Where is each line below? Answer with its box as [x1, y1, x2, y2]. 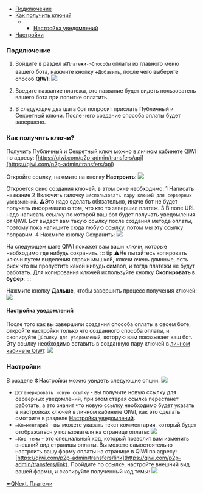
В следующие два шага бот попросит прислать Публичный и [15, 105, 174, 113]
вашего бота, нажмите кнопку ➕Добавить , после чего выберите [15, 68, 179, 76]
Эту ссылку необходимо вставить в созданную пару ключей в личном [6, 339, 190, 347]
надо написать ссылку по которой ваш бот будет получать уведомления [6, 210, 196, 218]
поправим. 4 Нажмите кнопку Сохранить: [6, 231, 115, 238]
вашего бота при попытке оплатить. [15, 94, 109, 101]
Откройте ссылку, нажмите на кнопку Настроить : [6, 173, 137, 180]
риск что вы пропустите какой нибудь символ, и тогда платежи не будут [6, 262, 196, 269]
